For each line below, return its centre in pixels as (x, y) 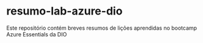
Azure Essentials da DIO (37, 34)
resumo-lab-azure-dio (65, 11)
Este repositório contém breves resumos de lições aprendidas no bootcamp (102, 28)
